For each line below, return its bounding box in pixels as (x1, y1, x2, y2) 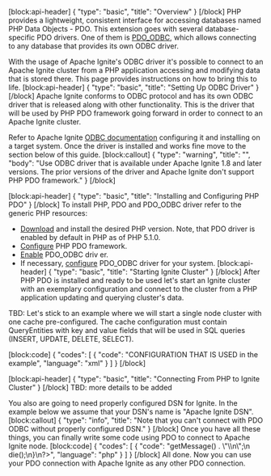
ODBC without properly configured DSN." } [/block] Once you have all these (8, 424, 261, 433)
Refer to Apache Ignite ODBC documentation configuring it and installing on (8, 133, 260, 142)
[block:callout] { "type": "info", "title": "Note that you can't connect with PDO (8, 415, 264, 425)
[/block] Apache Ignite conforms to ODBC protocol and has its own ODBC (8, 91, 254, 100)
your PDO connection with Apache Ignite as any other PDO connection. (8, 458, 246, 468)
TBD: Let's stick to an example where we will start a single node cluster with (8, 309, 262, 318)
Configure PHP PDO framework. (19, 242, 128, 251)
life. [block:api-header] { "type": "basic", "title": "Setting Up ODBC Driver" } (8, 82, 260, 92)
